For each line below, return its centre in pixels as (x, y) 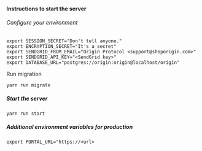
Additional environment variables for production (70, 127)
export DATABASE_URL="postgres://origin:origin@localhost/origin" (93, 62)
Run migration (24, 74)
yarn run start (26, 114)
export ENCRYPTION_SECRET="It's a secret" (61, 46)
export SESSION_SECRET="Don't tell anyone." (64, 41)
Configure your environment (42, 23)
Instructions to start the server (46, 9)
